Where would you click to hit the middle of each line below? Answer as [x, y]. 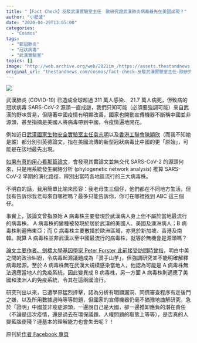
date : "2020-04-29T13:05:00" [42, 22]
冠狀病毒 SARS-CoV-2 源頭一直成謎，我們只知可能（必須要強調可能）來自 [95, 107]
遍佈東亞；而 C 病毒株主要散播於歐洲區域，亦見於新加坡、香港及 [99, 231]
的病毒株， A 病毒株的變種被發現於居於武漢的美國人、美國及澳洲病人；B [93, 223]
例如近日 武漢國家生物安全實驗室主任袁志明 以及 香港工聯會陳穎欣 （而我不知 [96, 134]
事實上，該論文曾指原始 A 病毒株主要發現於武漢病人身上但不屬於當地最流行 [97, 216]
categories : [21, 28]
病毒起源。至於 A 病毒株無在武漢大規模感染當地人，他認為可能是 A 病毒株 [95, 265]
